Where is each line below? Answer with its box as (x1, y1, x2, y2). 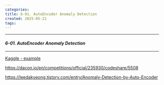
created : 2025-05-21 (5, 16, 47, 21)
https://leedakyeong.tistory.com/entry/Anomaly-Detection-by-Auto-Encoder (5, 74, 158, 80)
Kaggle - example (5, 55, 41, 61)
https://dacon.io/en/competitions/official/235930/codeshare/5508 (5, 65, 139, 71)
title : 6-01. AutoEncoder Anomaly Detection (5, 12, 97, 17)
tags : (5, 20, 16, 26)
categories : (5, 7, 29, 12)
